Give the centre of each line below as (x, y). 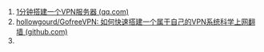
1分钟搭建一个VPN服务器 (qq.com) (72, 12)
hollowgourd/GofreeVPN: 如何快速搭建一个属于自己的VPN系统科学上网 (132, 22)
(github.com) (46, 32)
